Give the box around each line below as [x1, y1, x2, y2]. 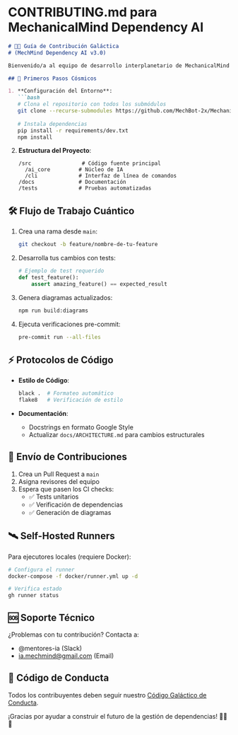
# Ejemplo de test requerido [18, 267, 105, 274]
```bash [17, 94, 40, 101]
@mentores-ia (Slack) [18, 644, 83, 652]
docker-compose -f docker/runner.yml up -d [8, 572, 138, 580]
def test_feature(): [18, 274, 79, 281]
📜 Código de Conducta [8, 672, 109, 684]
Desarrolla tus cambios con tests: [18, 254, 116, 262]
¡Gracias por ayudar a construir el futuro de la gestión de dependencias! [8, 712, 218, 720]
